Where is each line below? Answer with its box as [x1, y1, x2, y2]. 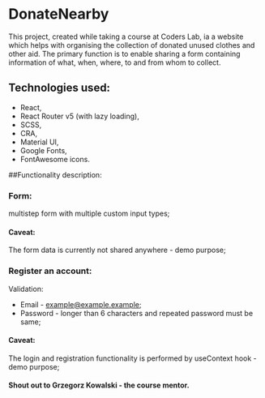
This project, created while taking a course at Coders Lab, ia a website [8, 32, 244, 41]
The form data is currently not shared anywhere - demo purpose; [8, 245, 226, 255]
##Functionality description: [8, 169, 103, 179]
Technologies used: [8, 81, 111, 95]
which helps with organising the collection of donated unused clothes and [8, 40, 255, 49]
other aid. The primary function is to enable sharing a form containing [8, 49, 241, 58]
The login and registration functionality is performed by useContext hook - [8, 353, 257, 363]
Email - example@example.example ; [19, 299, 142, 309]
